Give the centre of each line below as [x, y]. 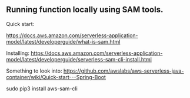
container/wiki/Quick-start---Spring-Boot [56, 77]
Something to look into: [34, 71]
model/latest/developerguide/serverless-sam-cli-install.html [79, 59]
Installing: [18, 53]
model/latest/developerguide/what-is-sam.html [63, 41]
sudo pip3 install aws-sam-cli [42, 89]
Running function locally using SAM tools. [85, 10]
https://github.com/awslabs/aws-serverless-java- [124, 71]
